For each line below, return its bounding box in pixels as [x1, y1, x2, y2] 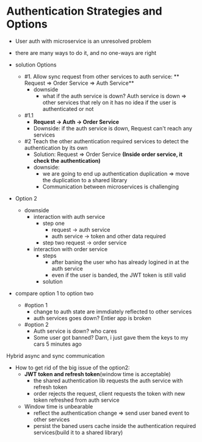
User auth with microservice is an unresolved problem [15, 37, 151, 45]
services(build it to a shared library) [33, 429, 123, 436]
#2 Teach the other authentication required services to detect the [24, 137, 189, 144]
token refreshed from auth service [33, 396, 120, 404]
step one [42, 219, 65, 227]
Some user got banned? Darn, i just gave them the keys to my [33, 333, 189, 341]
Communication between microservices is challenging [42, 183, 179, 190]
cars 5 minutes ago [33, 340, 82, 348]
